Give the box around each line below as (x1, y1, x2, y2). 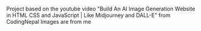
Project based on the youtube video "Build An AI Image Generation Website (6, 5, 196, 12)
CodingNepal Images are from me (6, 18, 91, 25)
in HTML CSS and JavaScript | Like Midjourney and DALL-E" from (6, 12, 171, 19)
